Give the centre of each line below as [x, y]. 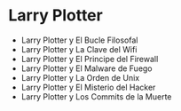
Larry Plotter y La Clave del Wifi [79, 49]
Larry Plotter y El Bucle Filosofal [79, 40]
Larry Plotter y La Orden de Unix [80, 77]
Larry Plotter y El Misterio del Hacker [88, 87]
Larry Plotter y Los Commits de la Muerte [96, 96]
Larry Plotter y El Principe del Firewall [90, 59]
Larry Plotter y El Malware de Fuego [87, 68]
